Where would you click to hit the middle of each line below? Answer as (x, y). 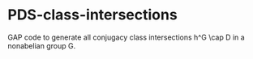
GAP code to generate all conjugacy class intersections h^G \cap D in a (126, 37)
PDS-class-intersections (92, 15)
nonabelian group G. (42, 45)
